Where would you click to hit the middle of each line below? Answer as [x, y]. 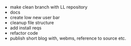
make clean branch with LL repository [49, 7]
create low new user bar [35, 17]
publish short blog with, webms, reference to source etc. [68, 38]
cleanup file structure [32, 23]
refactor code [24, 33]
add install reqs [26, 28]
